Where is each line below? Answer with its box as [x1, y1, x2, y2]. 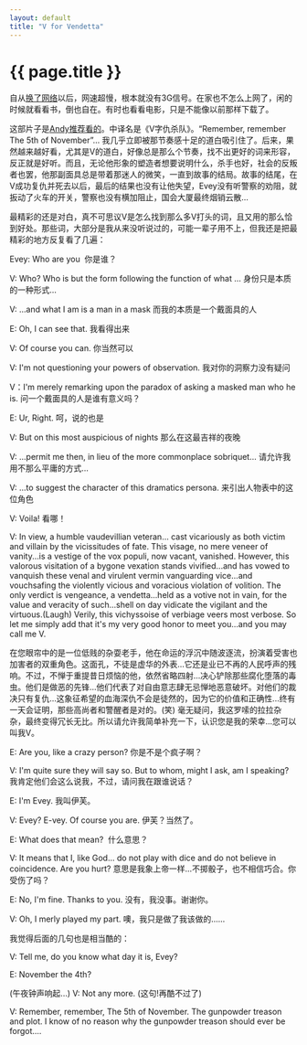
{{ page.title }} [9, 61, 122, 82]
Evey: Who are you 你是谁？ [9, 253, 117, 265]
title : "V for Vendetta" [9, 22, 104, 31]
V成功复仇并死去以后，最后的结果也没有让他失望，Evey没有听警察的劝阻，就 [9, 180, 298, 192]
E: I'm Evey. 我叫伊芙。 [9, 795, 96, 806]
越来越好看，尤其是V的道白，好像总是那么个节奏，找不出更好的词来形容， [16, 146, 295, 157]
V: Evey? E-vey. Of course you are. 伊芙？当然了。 [9, 815, 198, 826]
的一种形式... [9, 284, 58, 295]
